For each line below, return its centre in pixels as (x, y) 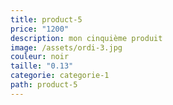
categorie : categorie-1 (60, 76)
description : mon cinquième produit (86, 38)
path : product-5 (44, 85)
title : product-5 (46, 19)
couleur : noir (40, 57)
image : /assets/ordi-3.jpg (66, 47)
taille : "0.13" (42, 66)
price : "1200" (40, 29)
